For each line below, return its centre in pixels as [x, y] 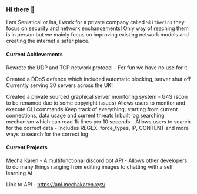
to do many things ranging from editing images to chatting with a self [90, 166]
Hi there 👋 [21, 9]
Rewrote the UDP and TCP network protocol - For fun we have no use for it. [98, 68]
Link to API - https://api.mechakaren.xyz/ [56, 184]
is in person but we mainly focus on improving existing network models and [98, 35]
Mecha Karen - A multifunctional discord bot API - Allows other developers [97, 160]
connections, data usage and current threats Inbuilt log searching [85, 115]
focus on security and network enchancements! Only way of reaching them [98, 28]
